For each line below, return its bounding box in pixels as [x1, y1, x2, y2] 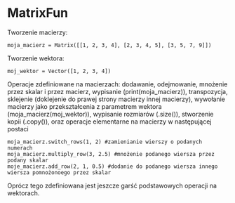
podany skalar [7, 157, 49, 164]
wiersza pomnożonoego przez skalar [7, 169, 112, 176]
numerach [7, 144, 33, 152]
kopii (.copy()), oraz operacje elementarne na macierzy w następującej [7, 117, 212, 126]
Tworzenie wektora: [7, 54, 65, 63]
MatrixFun [7, 5, 69, 21]
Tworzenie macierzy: [7, 28, 68, 37]
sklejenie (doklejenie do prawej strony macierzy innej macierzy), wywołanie [7, 95, 226, 103]
